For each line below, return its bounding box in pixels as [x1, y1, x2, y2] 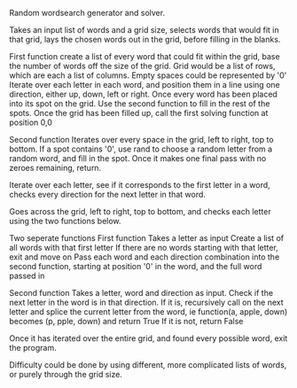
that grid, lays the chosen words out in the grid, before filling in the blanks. [9, 35, 281, 44]
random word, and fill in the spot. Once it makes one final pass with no [9, 153, 267, 163]
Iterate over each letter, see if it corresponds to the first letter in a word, [9, 180, 270, 190]
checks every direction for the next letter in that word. [9, 190, 207, 199]
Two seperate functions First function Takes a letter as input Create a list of [9, 233, 285, 243]
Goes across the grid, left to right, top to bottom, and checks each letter [9, 206, 272, 216]
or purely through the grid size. [9, 369, 122, 379]
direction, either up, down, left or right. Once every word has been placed [9, 89, 277, 99]
